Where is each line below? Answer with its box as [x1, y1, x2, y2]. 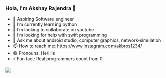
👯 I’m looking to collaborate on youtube [12, 27, 94, 33]
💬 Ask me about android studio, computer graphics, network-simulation [12, 37, 161, 43]
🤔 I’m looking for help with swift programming [12, 32, 107, 38]
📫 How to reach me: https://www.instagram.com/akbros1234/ [12, 43, 142, 49]
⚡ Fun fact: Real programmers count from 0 [12, 56, 103, 62]
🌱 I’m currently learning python [12, 21, 77, 27]
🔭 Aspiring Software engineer [12, 16, 74, 22]
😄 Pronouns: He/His [12, 50, 56, 56]
